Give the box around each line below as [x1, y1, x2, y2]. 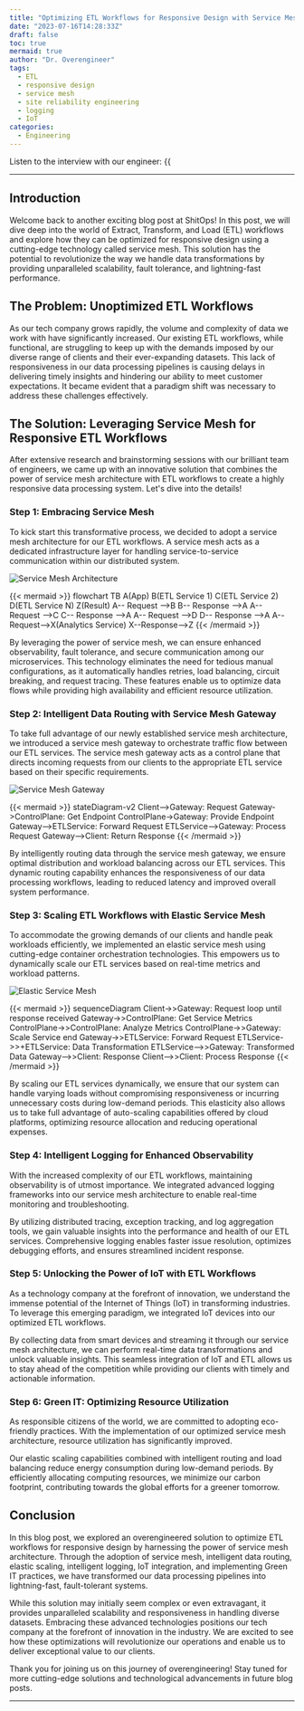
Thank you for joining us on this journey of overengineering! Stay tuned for [9, 1663, 288, 1674]
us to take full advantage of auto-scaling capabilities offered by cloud [9, 1107, 269, 1118]
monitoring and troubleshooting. [9, 1199, 129, 1209]
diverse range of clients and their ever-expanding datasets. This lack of [9, 351, 276, 362]
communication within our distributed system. [9, 555, 180, 566]
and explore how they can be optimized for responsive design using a [9, 234, 270, 244]
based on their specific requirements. [9, 766, 149, 777]
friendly [9, 1426, 39, 1437]
